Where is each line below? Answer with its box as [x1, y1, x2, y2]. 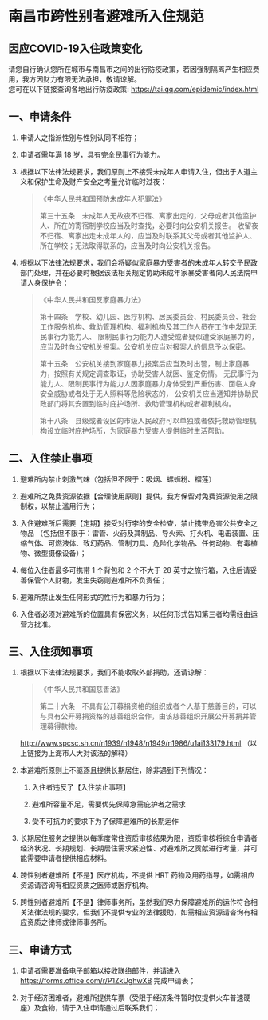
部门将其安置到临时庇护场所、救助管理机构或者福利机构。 [46, 398, 236, 408]
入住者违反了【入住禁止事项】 [31, 782, 130, 792]
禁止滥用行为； [47, 501, 97, 510]
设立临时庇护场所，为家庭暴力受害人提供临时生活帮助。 [46, 426, 229, 435]
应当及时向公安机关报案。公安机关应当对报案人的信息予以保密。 [39, 342, 250, 351]
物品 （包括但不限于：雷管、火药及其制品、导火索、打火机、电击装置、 [19, 528, 253, 538]
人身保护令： [26, 278, 69, 287]
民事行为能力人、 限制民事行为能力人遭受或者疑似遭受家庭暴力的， [39, 331, 259, 341]
